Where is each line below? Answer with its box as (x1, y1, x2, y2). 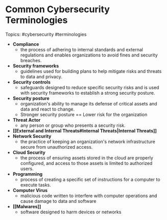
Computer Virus (12, 187, 47, 193)
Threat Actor (12, 117, 41, 123)
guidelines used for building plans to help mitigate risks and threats (20, 68, 162, 74)
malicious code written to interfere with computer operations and (20, 193, 157, 199)
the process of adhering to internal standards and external (20, 46, 143, 52)
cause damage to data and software (20, 198, 97, 204)
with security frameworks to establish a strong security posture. (20, 90, 155, 96)
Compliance (12, 41, 39, 47)
